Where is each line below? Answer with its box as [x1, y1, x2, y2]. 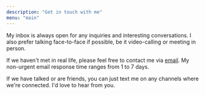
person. [6, 44, 26, 52]
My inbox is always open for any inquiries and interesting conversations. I [6, 31, 192, 39]
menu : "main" [6, 15, 40, 21]
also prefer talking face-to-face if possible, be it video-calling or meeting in [6, 38, 196, 45]
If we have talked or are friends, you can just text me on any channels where [6, 75, 199, 82]
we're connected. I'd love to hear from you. [6, 81, 115, 89]
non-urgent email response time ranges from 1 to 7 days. [6, 63, 149, 70]
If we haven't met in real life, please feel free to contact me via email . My [6, 56, 190, 64]
